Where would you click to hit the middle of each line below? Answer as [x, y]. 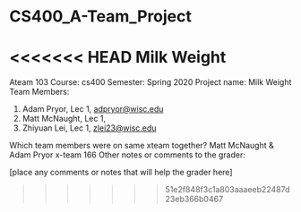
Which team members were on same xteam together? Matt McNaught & [142, 146]
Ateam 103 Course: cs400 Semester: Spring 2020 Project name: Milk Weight [150, 82]
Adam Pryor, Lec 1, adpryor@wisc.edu [93, 109]
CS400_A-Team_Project [101, 17]
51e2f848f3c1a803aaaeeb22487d [228, 190]
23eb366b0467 [194, 199]
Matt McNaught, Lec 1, [64, 119]
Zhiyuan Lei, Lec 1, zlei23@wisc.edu [89, 128]
